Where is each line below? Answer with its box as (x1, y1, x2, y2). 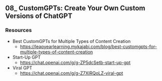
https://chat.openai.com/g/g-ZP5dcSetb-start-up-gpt (20, 59, 131, 65)
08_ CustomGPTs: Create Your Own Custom (5, 4, 145, 12)
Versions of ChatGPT (5, 12, 73, 20)
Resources (5, 27, 32, 34)
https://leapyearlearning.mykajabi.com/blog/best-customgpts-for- (20, 43, 157, 49)
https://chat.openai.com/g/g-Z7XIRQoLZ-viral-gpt (20, 70, 123, 76)
